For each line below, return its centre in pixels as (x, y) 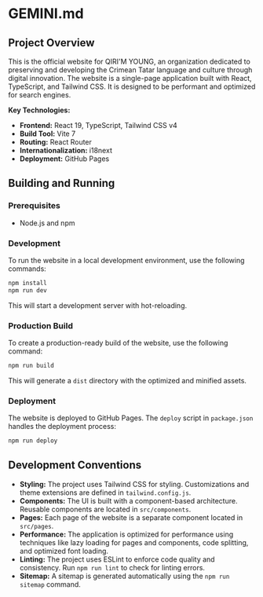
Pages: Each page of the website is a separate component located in (131, 517)
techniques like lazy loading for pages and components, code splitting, (134, 542)
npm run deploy (33, 441)
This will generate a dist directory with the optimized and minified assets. (128, 380)
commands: (27, 269)
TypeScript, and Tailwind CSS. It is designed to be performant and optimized (132, 86)
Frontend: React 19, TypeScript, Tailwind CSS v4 (99, 125)
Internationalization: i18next (66, 150)
